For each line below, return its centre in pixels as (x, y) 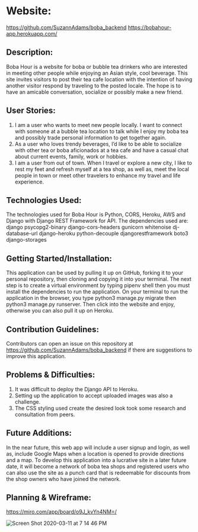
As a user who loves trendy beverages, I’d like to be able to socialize (98, 144)
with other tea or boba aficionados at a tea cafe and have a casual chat (101, 150)
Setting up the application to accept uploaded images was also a (94, 395)
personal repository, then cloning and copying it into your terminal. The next (99, 279)
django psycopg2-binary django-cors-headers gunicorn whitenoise (89, 227)
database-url (22, 233)
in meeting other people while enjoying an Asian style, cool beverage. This (97, 73)
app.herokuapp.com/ (32, 33)
